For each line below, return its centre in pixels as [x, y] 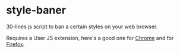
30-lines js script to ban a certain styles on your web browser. [82, 26]
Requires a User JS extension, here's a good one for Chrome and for [90, 38]
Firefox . [15, 44]
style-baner [36, 10]
